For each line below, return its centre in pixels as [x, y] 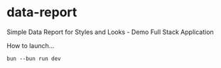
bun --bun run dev [34, 58]
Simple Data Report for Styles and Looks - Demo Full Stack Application [110, 32]
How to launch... [31, 45]
